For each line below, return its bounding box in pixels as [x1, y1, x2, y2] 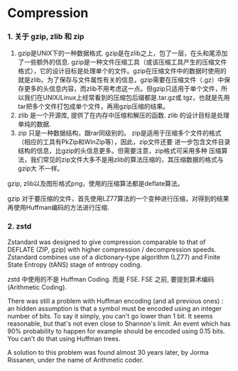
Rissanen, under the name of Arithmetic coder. [7, 355, 144, 364]
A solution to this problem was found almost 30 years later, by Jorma [7, 348, 210, 356]
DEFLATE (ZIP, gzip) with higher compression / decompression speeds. [7, 245, 217, 253]
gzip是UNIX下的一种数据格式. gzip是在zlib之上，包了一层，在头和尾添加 [17, 49, 228, 57]
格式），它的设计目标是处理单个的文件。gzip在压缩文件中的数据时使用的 [17, 67, 227, 75]
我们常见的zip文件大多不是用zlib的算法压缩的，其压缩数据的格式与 [30, 155, 224, 164]
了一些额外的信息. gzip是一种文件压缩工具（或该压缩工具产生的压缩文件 [17, 58, 227, 67]
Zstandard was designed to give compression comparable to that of [7, 238, 206, 246]
